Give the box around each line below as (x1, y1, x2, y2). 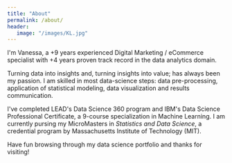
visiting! (7, 148, 30, 156)
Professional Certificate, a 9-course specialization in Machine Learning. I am (7, 112, 226, 121)
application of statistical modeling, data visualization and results (7, 84, 190, 92)
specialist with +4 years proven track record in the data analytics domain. (7, 56, 217, 65)
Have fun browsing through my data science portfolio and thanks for (7, 140, 202, 149)
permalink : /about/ (7, 17, 64, 24)
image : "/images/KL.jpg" (16, 29, 89, 37)
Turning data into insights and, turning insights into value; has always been (7, 69, 220, 78)
